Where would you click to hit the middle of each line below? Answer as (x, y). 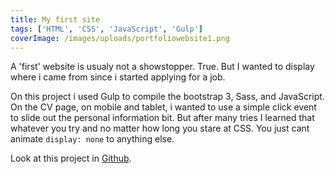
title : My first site (55, 19)
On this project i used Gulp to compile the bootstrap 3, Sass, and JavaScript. (167, 97)
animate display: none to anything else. (92, 139)
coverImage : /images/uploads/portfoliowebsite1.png (120, 38)
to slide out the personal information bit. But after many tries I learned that (162, 118)
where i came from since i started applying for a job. (118, 77)
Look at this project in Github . (71, 158)
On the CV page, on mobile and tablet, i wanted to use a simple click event (163, 107)
